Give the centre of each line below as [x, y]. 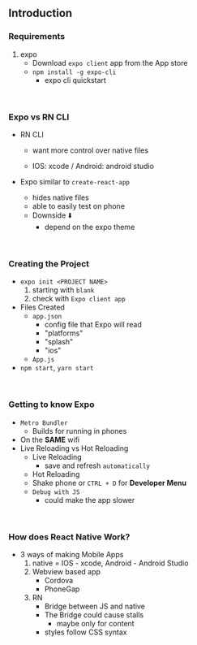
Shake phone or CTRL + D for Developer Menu [109, 483]
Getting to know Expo [51, 405]
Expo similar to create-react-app [75, 181]
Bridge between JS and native [95, 606]
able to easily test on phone [79, 206]
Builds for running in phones [79, 431]
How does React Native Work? [69, 537]
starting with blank [63, 290]
